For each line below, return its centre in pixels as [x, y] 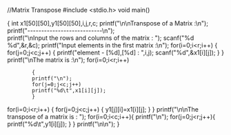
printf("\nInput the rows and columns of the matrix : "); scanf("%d [101, 38]
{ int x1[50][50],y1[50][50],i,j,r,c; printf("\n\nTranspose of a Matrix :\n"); [108, 23]
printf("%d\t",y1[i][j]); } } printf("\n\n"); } [63, 124]
